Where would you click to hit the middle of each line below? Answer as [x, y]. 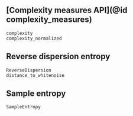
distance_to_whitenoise [35, 75]
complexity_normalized [34, 38]
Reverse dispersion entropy [58, 57]
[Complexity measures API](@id [67, 10]
